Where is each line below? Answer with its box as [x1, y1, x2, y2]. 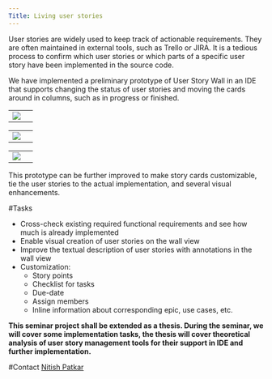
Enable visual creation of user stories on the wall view [19, 236, 200, 245]
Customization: [19, 262, 71, 271]
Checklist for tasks [32, 279, 95, 288]
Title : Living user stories [8, 11, 104, 20]
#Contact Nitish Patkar [8, 362, 84, 372]
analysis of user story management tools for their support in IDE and [8, 338, 244, 347]
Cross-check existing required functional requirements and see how [19, 219, 248, 228]
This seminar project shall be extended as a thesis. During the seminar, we [8, 321, 264, 330]
